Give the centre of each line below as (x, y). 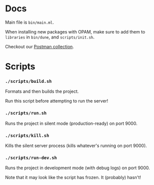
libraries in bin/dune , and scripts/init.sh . (50, 37)
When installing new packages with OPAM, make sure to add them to (75, 32)
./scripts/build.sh (28, 81)
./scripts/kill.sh (27, 135)
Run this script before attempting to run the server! (57, 101)
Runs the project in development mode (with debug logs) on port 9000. (77, 168)
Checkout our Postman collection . (39, 46)
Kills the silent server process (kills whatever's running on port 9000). (76, 146)
